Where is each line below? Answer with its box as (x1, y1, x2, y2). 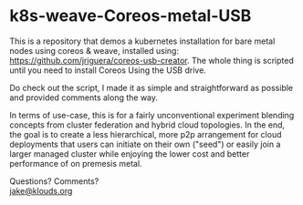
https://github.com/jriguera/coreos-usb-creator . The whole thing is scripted (9, 55, 294, 66)
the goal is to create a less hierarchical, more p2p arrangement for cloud (9, 128, 282, 139)
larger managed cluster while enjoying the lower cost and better (9, 148, 250, 159)
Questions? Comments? (9, 175, 99, 187)
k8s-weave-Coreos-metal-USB (9, 5, 252, 26)
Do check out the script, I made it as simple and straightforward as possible (9, 82, 294, 93)
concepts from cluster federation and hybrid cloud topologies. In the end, (9, 119, 286, 130)
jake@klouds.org (9, 185, 73, 196)
